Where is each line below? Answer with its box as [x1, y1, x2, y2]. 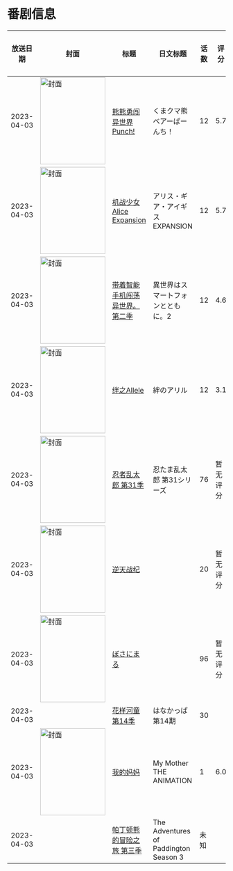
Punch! [112, 126, 135, 136]
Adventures [152, 826, 191, 835]
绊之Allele [112, 385, 144, 395]
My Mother [152, 758, 189, 768]
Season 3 [152, 852, 184, 862]
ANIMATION [152, 776, 193, 785]
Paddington [152, 843, 191, 853]
